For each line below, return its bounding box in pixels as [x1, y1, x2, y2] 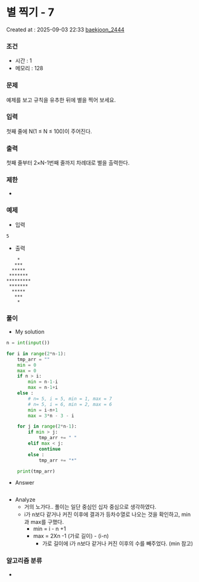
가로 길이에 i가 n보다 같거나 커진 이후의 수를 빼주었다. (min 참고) [42, 540, 194, 548]
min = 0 [17, 362, 36, 368]
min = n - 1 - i [28, 379, 59, 385]
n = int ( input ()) [6, 340, 50, 346]
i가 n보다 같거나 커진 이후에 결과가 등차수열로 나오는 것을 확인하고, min [24, 511, 191, 518]
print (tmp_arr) [17, 468, 56, 474]
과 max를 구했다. [24, 518, 64, 526]
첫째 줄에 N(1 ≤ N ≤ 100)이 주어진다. [6, 128, 93, 135]
